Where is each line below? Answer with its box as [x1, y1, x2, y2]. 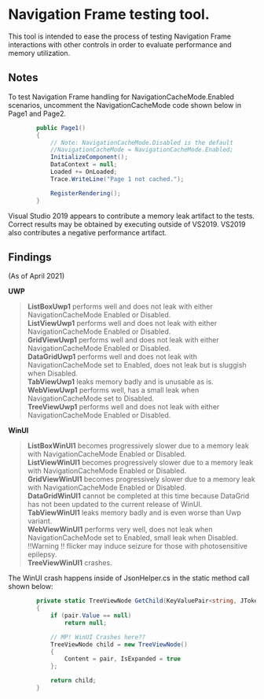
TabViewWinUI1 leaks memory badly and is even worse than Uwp [27, 508, 241, 517]
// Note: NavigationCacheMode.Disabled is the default [49, 139, 234, 146]
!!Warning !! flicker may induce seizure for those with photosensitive [27, 542, 248, 551]
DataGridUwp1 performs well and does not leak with [27, 352, 198, 361]
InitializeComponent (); [49, 153, 128, 161]
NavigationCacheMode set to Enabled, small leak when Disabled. [27, 533, 238, 542]
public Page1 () [36, 124, 86, 131]
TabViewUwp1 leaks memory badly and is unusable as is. [27, 377, 214, 386]
